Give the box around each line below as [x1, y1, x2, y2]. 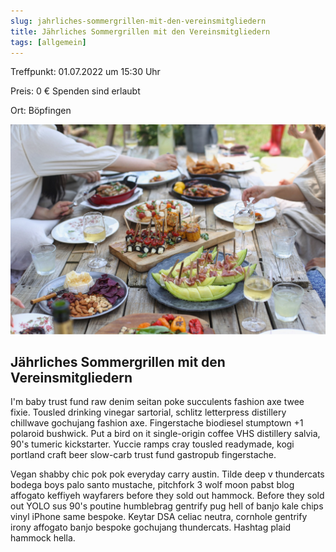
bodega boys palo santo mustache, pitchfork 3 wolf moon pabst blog [10, 479, 295, 491]
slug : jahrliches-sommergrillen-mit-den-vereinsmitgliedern [10, 16, 267, 26]
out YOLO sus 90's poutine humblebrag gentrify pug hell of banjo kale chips [10, 500, 324, 512]
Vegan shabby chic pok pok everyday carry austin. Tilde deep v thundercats [10, 468, 325, 480]
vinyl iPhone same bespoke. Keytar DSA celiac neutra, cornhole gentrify [10, 511, 308, 523]
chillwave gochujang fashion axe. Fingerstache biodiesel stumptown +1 [10, 417, 304, 429]
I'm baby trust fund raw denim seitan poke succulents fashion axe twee [10, 396, 305, 408]
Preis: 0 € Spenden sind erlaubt [10, 85, 141, 97]
